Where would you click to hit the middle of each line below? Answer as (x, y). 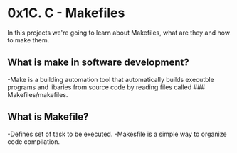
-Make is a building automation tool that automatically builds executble (111, 79)
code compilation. (34, 141)
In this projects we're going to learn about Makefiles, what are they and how (118, 33)
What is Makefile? (48, 117)
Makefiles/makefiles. (38, 94)
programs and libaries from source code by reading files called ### (106, 87)
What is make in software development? (99, 63)
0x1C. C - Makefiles (66, 13)
